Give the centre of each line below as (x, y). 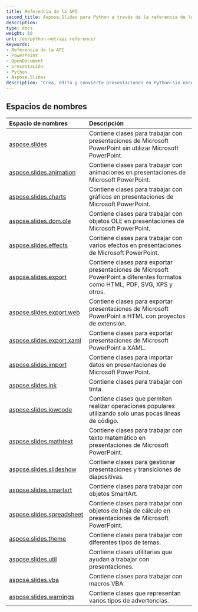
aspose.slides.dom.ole (40, 221)
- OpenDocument (25, 61)
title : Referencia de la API (42, 11)
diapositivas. (107, 476)
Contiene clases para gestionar (132, 462)
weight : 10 (19, 34)
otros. (97, 291)
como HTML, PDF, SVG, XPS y (131, 284)
